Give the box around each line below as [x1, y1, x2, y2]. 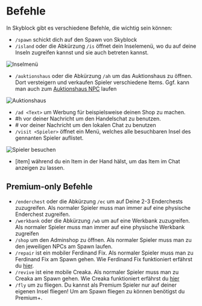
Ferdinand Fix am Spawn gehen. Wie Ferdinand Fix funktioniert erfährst [14, 255, 193, 262]
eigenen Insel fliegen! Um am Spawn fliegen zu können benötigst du [14, 287, 185, 295]
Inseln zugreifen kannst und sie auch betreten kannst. [14, 48, 149, 56]
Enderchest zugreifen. [14, 210, 71, 218]
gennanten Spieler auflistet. [14, 134, 84, 142]
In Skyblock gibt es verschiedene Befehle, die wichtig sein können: [6, 24, 173, 31]
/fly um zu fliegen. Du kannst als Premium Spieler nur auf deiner [14, 281, 177, 288]
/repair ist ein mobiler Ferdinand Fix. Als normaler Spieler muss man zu [14, 249, 194, 256]
